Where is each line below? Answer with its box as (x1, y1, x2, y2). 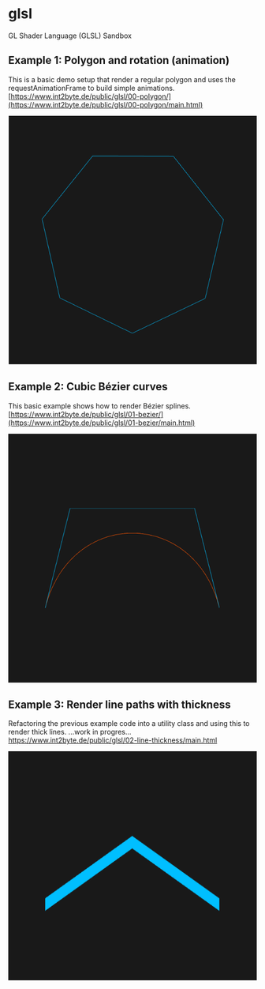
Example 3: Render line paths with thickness (8, 698, 231, 711)
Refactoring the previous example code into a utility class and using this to (8, 719, 250, 728)
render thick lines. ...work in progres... (8, 728, 132, 737)
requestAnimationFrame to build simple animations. (8, 83, 175, 92)
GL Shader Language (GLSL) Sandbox (8, 31, 132, 40)
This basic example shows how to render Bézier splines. (8, 400, 191, 411)
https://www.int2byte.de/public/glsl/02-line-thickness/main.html (8, 735, 218, 745)
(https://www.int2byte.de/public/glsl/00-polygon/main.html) (8, 100, 203, 109)
